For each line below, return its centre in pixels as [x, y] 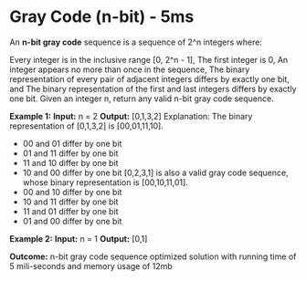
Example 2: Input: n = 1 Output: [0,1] [79, 238]
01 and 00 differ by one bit [72, 221]
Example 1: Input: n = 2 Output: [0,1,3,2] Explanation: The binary [131, 116]
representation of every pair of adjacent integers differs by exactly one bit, [150, 78]
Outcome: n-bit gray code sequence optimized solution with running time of [153, 256]
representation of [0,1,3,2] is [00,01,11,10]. [87, 126]
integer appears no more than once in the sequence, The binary [130, 69]
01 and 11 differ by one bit [70, 153]
